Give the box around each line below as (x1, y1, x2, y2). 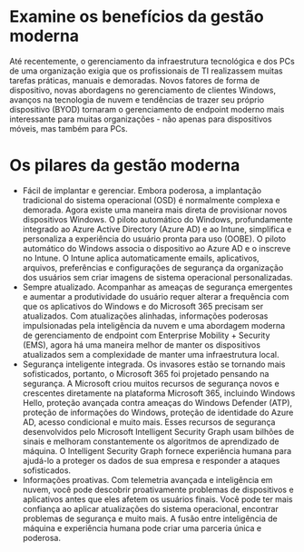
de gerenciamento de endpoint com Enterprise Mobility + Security (22, 330, 270, 340)
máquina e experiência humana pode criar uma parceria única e (22, 522, 261, 533)
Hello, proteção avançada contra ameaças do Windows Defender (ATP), (22, 397, 293, 408)
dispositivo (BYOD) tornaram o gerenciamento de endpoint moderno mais (9, 103, 285, 114)
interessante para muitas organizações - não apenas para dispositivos (9, 113, 272, 124)
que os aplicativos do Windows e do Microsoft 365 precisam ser (22, 301, 264, 311)
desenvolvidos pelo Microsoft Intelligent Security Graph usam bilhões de (22, 426, 295, 437)
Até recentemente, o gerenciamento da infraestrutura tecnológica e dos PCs (9, 55, 295, 66)
